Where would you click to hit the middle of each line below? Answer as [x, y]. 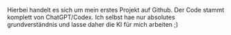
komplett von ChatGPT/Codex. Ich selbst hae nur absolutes [91, 17]
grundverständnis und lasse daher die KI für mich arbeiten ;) [93, 24]
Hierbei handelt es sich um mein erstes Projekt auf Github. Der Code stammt [116, 10]
